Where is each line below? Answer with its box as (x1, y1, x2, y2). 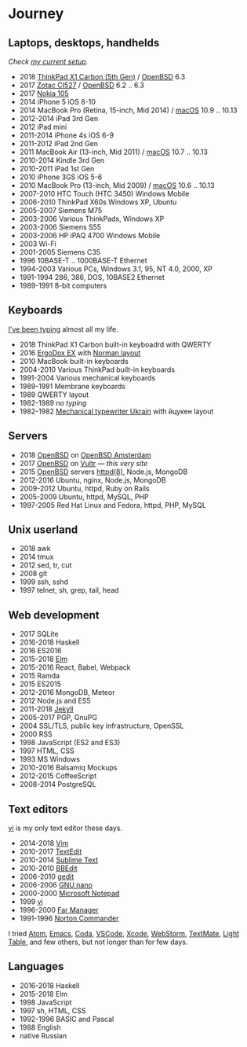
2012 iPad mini (19, 123, 67, 131)
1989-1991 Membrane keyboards (19, 381, 125, 391)
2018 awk (19, 544, 51, 553)
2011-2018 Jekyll (19, 704, 74, 714)
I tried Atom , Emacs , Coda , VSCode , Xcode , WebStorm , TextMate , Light (8, 929, 239, 939)
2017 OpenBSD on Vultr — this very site (19, 458, 148, 468)
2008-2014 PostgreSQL (19, 780, 96, 789)
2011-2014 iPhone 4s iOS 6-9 (19, 130, 114, 140)
